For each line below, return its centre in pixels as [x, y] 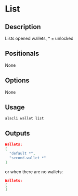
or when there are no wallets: [34, 172]
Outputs [18, 133]
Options [17, 81]
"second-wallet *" [28, 158]
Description [23, 27]
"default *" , [22, 153]
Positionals [22, 53]
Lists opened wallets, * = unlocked [39, 38]
